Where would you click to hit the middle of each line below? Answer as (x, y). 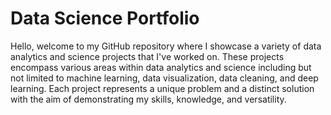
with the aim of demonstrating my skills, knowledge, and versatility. (148, 99)
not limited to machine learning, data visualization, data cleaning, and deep (164, 78)
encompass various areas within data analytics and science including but (161, 67)
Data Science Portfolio (105, 18)
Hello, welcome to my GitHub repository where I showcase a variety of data (166, 46)
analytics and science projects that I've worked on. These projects (147, 56)
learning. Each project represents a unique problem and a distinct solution (162, 88)
